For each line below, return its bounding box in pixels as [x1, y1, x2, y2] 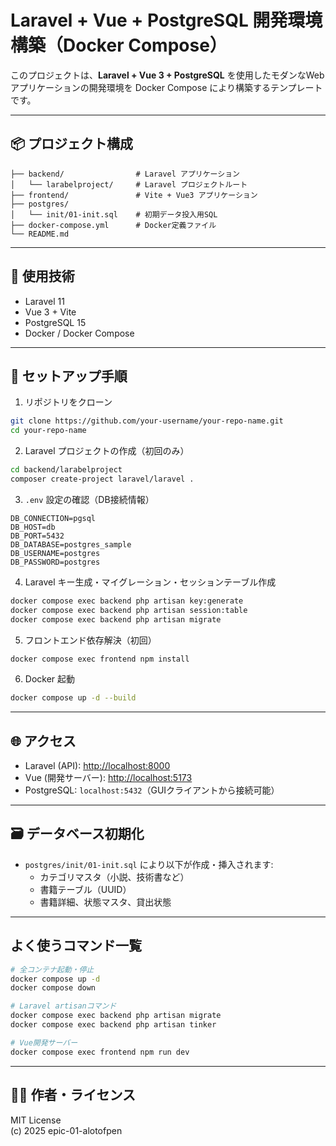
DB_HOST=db [10, 522, 56, 532]
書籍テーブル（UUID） [39, 883, 132, 895]
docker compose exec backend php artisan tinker [10, 1020, 217, 1030]
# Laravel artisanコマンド [10, 1001, 117, 1011]
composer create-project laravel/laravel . [10, 474, 195, 484]
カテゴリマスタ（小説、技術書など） [39, 871, 190, 883]
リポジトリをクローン [24, 396, 113, 408]
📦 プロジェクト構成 [10, 136, 134, 153]
